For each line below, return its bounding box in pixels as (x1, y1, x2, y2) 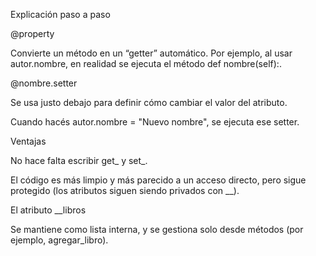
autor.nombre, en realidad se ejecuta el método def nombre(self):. (10, 58, 282, 69)
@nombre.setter (10, 77, 78, 89)
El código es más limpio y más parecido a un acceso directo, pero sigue (10, 174, 307, 186)
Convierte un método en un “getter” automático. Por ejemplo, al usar (10, 47, 293, 59)
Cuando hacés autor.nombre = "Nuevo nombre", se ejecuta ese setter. (10, 116, 300, 128)
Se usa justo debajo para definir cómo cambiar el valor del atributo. (10, 97, 288, 108)
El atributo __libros (10, 204, 87, 216)
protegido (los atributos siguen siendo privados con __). (10, 185, 240, 196)
